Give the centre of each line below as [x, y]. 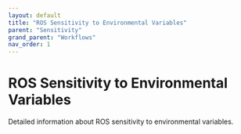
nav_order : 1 [29, 45]
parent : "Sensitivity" [45, 30]
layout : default [34, 15]
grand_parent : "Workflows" [52, 37]
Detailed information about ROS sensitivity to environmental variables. [121, 121]
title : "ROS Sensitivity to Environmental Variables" [98, 23]
